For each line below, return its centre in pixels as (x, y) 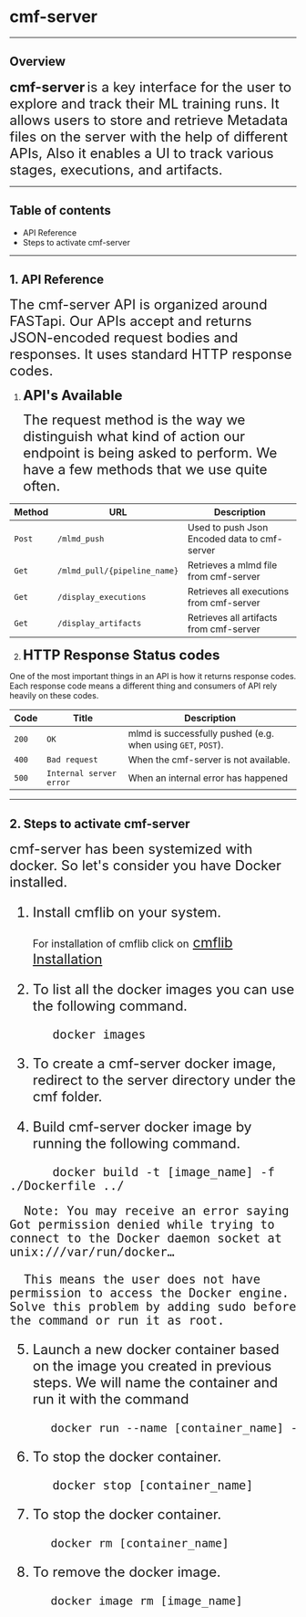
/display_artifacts (100, 624)
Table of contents (60, 210)
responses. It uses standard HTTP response (151, 354)
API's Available (72, 395)
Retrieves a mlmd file (233, 565)
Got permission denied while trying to (142, 1225)
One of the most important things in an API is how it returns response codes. (153, 677)
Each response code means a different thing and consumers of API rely (143, 686)
